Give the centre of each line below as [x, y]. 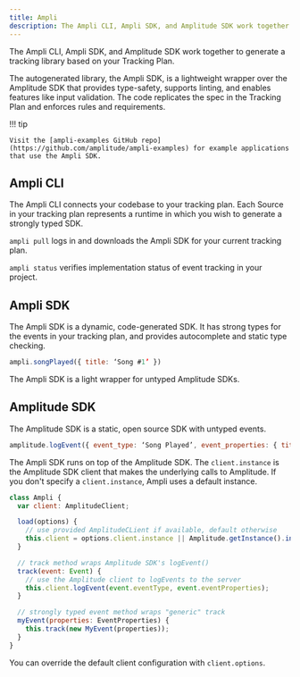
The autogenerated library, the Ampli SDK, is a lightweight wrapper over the [148, 78]
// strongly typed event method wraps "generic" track [121, 613]
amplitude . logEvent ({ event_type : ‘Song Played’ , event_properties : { [143, 445]
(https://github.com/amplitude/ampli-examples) [100, 148]
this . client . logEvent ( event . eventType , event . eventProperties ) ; [147, 588]
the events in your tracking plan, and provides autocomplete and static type [148, 337]
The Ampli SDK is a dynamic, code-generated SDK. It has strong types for [145, 327]
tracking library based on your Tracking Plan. [92, 61]
